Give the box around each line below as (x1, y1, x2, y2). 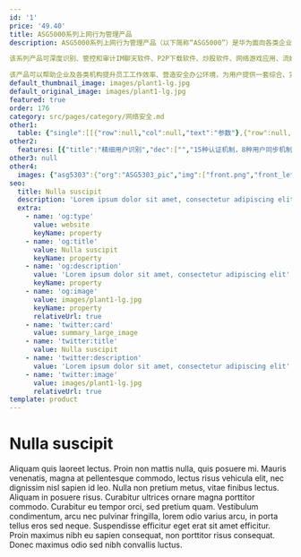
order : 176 (9, 104, 50, 113)
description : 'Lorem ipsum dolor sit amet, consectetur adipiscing (17, 195, 275, 204)
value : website (32, 220, 90, 229)
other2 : (9, 137, 39, 146)
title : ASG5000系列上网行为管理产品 (9, 30, 133, 39)
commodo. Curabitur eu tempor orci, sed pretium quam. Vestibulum (9, 501, 259, 512)
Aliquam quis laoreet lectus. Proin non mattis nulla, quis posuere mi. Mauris (9, 463, 287, 475)
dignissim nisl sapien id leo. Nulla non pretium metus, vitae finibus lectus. (9, 483, 279, 493)
